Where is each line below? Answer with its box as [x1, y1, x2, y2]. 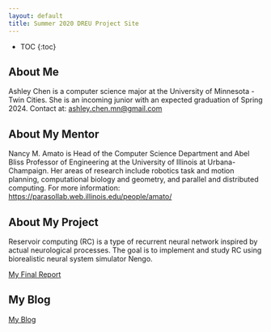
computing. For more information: [8, 183, 121, 193]
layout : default [8, 11, 63, 20]
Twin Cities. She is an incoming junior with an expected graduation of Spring [8, 95, 263, 105]
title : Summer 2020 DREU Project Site [8, 19, 139, 28]
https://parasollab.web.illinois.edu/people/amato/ [8, 192, 172, 202]
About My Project [8, 215, 99, 229]
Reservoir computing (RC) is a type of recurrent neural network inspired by [8, 236, 258, 246]
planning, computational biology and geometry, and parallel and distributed [8, 175, 259, 185]
